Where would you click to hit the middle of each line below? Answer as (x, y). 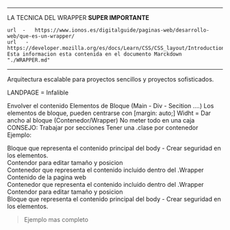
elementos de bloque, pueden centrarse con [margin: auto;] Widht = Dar (109, 113)
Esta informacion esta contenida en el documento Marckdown (95, 54)
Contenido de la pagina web (47, 177)
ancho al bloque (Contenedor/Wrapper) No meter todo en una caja (101, 120)
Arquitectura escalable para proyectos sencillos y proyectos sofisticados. (111, 79)
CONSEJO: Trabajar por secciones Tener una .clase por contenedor (103, 128)
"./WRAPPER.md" (29, 60)
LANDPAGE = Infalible (38, 92)
